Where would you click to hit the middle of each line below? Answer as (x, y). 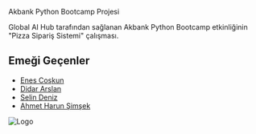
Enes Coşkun (42, 80)
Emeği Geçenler (49, 61)
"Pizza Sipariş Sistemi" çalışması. (64, 36)
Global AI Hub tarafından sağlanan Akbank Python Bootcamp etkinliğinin (128, 27)
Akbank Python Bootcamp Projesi (64, 12)
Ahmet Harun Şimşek (55, 106)
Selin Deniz (39, 97)
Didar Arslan (41, 88)
